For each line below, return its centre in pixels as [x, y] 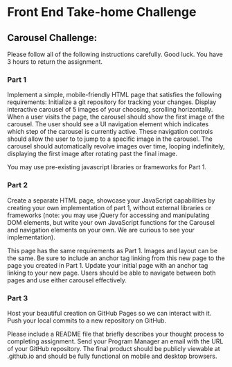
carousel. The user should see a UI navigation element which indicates [108, 124]
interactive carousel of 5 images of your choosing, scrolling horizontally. [110, 110]
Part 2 [18, 185]
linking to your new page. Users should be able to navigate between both [111, 273]
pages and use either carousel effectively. [67, 280]
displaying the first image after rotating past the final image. [92, 154]
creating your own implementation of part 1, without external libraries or [109, 207]
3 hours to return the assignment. [55, 62]
